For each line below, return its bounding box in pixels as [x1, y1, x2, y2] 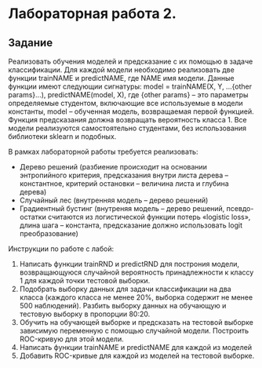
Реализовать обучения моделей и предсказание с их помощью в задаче [8, 56, 253, 66]
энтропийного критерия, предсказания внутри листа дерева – [19, 170, 229, 180]
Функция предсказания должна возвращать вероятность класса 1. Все [8, 115, 247, 124]
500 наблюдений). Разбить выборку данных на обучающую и [19, 301, 227, 310]
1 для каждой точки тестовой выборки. [19, 276, 151, 285]
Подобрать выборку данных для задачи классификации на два [19, 284, 231, 293]
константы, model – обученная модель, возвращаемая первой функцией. [8, 107, 254, 116]
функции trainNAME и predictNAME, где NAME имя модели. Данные [8, 74, 235, 82]
